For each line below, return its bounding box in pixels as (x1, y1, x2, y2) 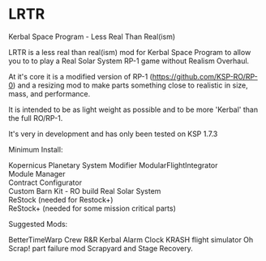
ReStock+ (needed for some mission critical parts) (8, 203, 177, 213)
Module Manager (8, 169, 66, 178)
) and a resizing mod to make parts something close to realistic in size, (12, 80, 249, 90)
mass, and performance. (8, 88, 91, 98)
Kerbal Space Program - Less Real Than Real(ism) (8, 32, 176, 41)
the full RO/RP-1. (8, 113, 63, 122)
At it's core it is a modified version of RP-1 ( (8, 71, 152, 81)
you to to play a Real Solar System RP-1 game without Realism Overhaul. (8, 56, 250, 66)
